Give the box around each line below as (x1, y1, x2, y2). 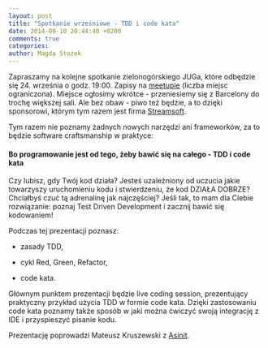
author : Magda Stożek (8, 49, 82, 58)
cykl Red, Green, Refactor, (19, 257, 108, 268)
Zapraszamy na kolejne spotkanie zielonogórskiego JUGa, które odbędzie (8, 72, 256, 81)
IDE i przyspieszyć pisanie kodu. (8, 315, 117, 324)
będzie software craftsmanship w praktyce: (8, 131, 154, 140)
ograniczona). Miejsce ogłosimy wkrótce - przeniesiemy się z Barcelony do (8, 89, 260, 98)
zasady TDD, (19, 242, 63, 251)
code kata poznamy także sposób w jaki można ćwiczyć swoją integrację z (8, 306, 259, 316)
